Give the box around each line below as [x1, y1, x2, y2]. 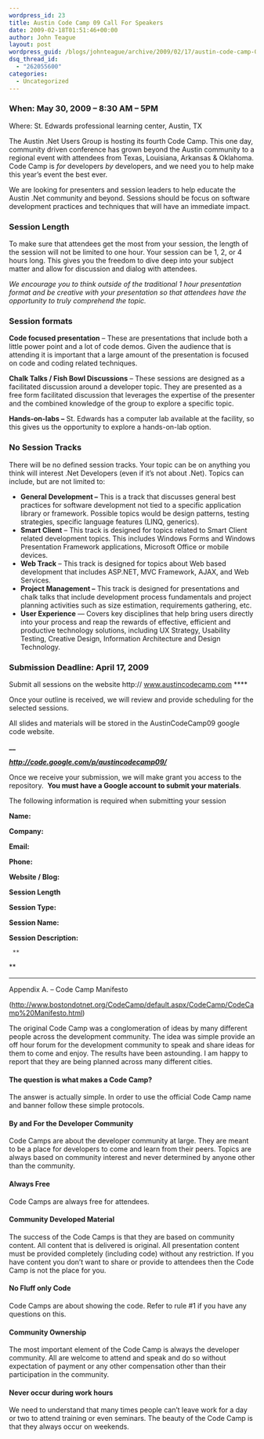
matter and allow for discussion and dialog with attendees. [9, 264, 198, 273]
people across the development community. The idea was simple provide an [9, 1031, 255, 1041]
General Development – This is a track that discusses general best [20, 492, 236, 501]
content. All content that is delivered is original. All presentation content [9, 1240, 240, 1250]
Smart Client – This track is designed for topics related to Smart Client [20, 525, 248, 534]
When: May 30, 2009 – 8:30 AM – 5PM [9, 103, 159, 114]
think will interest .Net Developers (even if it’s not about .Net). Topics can [9, 468, 244, 478]
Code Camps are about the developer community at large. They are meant [9, 1136, 249, 1146]
